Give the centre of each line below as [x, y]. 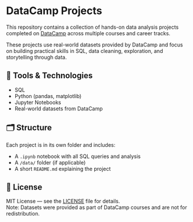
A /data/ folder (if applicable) [50, 162]
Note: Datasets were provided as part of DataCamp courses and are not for [96, 207]
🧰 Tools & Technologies [49, 75]
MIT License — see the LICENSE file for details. [63, 201]
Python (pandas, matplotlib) [48, 96]
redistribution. [23, 214]
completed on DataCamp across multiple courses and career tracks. [88, 33]
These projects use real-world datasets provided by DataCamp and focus [94, 45]
